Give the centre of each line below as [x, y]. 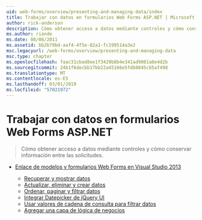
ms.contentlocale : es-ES [37, 79]
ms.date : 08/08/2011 [32, 40]
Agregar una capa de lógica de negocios [74, 210]
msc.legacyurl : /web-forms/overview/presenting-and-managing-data [91, 51]
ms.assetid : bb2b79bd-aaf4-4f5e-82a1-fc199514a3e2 [71, 46]
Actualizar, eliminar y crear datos [65, 185]
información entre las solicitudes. [62, 155]
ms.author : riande [29, 34]
